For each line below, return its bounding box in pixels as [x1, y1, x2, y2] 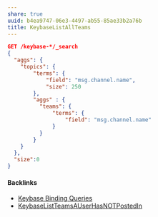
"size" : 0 [14, 156, 40, 163]
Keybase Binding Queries [17, 194, 93, 203]
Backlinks [7, 178, 38, 186]
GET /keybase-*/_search [7, 44, 79, 51]
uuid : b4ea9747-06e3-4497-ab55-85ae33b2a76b [7, 17, 142, 24]
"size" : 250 [45, 83, 82, 90]
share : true [7, 10, 43, 18]
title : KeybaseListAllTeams [7, 24, 92, 31]
